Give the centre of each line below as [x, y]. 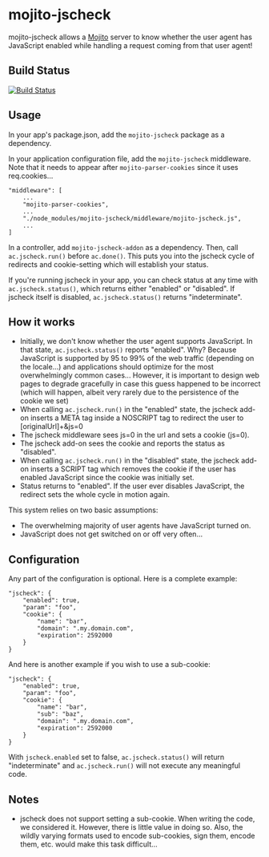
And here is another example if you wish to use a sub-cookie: [109, 665]
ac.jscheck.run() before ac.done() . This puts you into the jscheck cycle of [131, 256]
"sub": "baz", [60, 714]
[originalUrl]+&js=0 [51, 426]
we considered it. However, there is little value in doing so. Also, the [131, 827]
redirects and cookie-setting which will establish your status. [108, 264]
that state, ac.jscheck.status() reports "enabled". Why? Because [128, 350]
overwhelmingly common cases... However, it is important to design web [140, 375]
